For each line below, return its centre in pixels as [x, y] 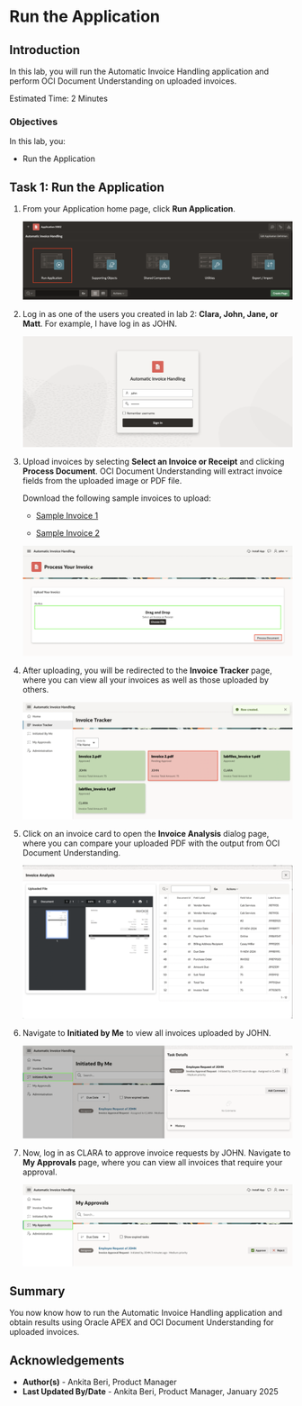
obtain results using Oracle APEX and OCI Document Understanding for [142, 1322]
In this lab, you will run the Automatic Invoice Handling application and [139, 71]
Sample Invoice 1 [67, 515]
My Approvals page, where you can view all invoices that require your [152, 1163]
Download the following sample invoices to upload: [116, 498]
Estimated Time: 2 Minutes [58, 98]
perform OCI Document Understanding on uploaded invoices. [123, 81]
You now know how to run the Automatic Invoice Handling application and [146, 1313]
